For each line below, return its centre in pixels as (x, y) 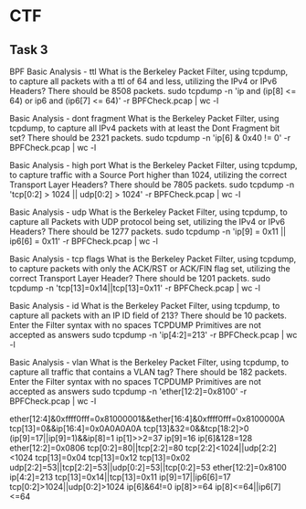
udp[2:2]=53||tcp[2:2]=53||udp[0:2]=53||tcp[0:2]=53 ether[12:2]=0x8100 (148, 467)
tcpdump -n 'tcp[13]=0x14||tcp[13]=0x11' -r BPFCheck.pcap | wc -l (135, 288)
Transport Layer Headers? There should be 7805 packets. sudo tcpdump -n (152, 185)
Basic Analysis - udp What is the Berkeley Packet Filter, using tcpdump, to (148, 212)
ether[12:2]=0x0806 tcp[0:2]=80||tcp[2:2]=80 (97, 448)
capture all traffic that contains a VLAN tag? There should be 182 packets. (148, 372)
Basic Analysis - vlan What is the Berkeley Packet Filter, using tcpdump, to (149, 362)
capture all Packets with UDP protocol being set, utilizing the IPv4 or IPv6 (148, 222)
